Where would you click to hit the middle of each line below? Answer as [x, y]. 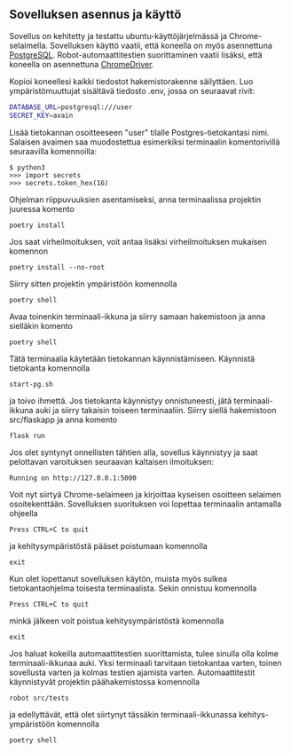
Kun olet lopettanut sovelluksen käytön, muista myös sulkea [118, 578]
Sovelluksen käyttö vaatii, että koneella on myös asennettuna [161, 45]
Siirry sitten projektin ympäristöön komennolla [93, 284]
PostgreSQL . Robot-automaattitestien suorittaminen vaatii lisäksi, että [136, 55]
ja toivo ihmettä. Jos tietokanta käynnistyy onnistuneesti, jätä [121, 400]
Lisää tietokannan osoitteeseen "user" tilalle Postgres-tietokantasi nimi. [139, 132]
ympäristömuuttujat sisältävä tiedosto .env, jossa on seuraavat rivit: [132, 90]
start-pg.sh [31, 384]
